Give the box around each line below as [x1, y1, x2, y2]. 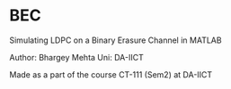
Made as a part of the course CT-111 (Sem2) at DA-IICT [9, 69, 213, 80]
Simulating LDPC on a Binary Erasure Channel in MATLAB [9, 35, 222, 45]
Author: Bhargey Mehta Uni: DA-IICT [9, 52, 144, 62]
